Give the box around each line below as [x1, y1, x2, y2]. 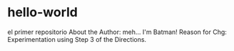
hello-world [7, 4, 78, 21]
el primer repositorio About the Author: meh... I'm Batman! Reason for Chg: [7, 28, 227, 36]
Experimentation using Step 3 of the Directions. [7, 35, 147, 43]
